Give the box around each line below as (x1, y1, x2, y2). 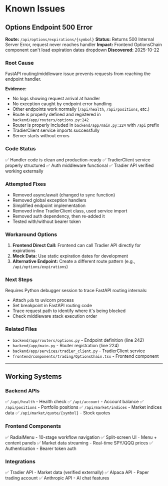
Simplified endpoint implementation (12, 202, 86, 208)
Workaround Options (5, 231, 57, 238)
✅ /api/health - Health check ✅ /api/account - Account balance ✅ (5, 399, 144, 405)
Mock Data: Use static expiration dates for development (12, 253, 128, 259)
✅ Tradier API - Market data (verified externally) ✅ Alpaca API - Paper (5, 469, 149, 475)
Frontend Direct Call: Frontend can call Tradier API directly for (12, 242, 141, 249)
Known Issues (5, 3, 65, 15)
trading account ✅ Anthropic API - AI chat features (5, 475, 109, 481)
